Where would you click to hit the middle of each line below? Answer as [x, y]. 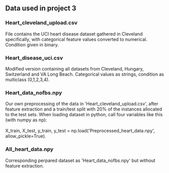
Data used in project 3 [41, 8]
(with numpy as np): [26, 120]
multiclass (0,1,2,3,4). [27, 79]
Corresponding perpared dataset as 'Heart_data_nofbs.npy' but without [80, 160]
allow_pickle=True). [26, 136]
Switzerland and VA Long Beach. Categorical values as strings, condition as [85, 74]
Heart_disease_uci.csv [34, 58]
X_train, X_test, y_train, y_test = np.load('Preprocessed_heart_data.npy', [80, 131]
